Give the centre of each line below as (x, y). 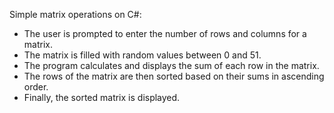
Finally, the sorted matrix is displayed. (102, 97)
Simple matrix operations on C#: (75, 14)
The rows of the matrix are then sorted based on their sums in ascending (174, 76)
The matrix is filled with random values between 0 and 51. (142, 55)
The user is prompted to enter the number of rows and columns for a (165, 33)
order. (36, 87)
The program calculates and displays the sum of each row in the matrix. (171, 65)
